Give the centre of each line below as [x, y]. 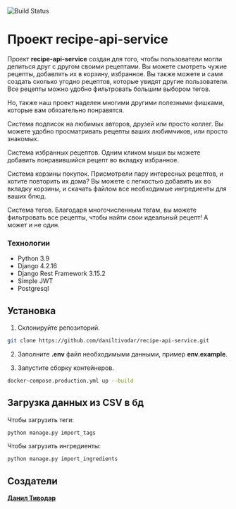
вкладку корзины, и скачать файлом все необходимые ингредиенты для [117, 188]
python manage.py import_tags [52, 433]
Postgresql [33, 289]
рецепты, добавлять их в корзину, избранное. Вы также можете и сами [115, 73]
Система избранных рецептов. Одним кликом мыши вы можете [104, 152]
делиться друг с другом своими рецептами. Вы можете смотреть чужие [117, 66]
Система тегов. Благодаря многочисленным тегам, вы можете [102, 210]
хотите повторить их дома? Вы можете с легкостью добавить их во [109, 181]
